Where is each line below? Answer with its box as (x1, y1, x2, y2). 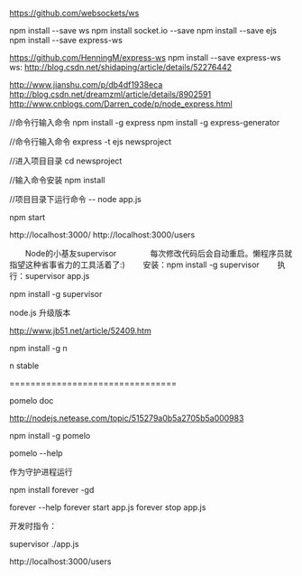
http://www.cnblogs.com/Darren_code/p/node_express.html (9, 98, 233, 109)
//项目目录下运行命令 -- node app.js (9, 194, 142, 204)
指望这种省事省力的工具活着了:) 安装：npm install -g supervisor (9, 259, 260, 270)
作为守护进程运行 (9, 467, 73, 477)
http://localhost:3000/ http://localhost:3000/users (9, 229, 196, 240)
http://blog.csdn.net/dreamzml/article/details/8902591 (9, 89, 212, 99)
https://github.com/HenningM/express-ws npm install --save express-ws (9, 52, 281, 62)
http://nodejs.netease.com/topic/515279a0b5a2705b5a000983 (9, 413, 244, 423)
